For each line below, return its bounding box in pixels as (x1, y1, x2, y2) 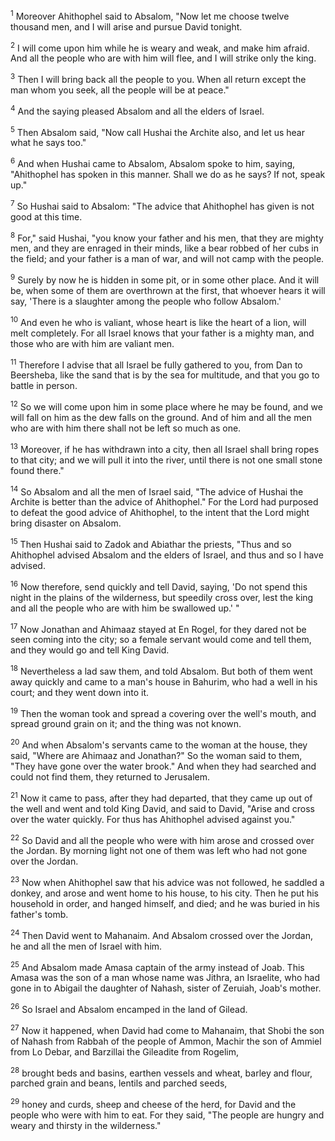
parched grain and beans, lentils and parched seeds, (10, 1077, 228, 1089)
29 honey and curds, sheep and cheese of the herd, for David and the (10, 1097, 297, 1111)
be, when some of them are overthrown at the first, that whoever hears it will (10, 284, 326, 296)
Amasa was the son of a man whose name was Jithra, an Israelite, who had (10, 972, 320, 984)
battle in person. (10, 380, 78, 392)
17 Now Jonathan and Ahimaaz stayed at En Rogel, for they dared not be (10, 621, 307, 635)
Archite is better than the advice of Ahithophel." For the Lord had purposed (10, 496, 319, 508)
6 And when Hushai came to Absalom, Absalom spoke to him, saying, (10, 156, 296, 169)
